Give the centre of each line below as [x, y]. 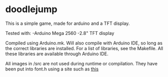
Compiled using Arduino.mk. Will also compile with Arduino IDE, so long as [84, 43]
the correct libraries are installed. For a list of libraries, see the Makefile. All [84, 48]
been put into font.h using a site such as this [52, 69]
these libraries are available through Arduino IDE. [57, 54]
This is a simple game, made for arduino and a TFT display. [68, 23]
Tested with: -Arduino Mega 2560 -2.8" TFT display [60, 33]
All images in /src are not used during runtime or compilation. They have [81, 63]
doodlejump [31, 9]
